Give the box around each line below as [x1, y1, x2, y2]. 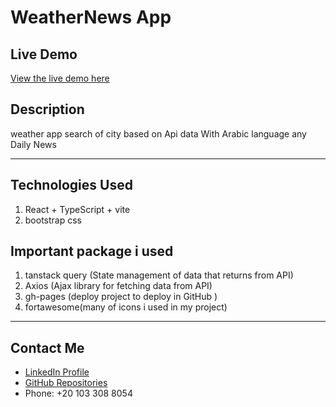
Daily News [10, 138, 57, 150]
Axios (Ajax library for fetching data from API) [24, 280, 213, 292]
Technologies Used [10, 177, 133, 194]
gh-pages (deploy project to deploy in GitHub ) [24, 291, 218, 303]
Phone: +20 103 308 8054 [24, 387, 133, 400]
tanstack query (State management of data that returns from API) [24, 269, 294, 281]
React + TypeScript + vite [24, 203, 131, 215]
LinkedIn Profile [24, 366, 90, 378]
